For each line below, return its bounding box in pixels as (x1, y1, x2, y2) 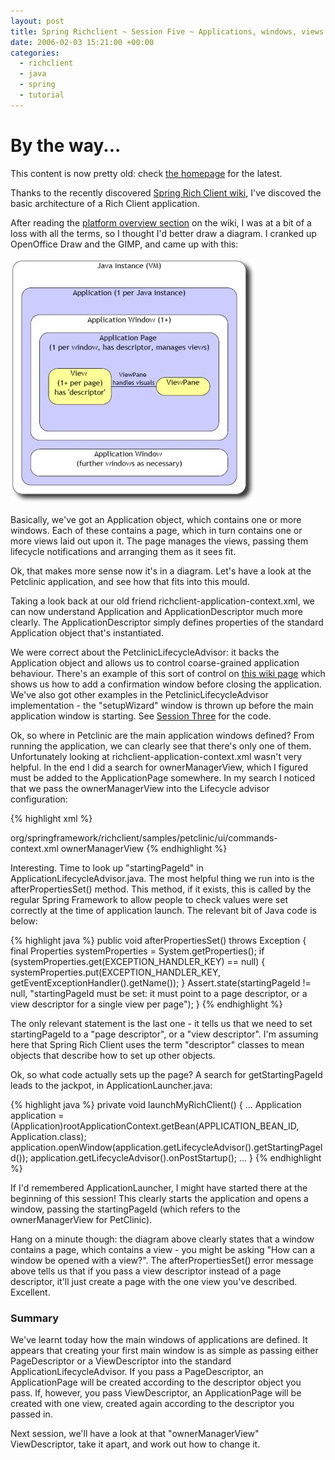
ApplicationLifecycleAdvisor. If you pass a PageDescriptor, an (10, 1365, 264, 1377)
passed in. (10, 1408, 53, 1420)
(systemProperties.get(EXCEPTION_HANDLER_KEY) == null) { (10, 955, 266, 967)
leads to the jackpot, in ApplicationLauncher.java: (10, 1079, 213, 1091)
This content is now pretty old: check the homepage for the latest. (10, 167, 283, 179)
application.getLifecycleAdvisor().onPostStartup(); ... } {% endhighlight (30, 1151, 322, 1164)
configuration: (10, 793, 68, 805)
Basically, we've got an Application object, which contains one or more (10, 513, 302, 525)
